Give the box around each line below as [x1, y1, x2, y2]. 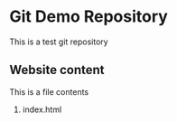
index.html [22, 104, 62, 115]
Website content [9, 62, 105, 78]
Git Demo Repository [9, 6, 169, 27]
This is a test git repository [9, 36, 108, 47]
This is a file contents [9, 86, 88, 97]
